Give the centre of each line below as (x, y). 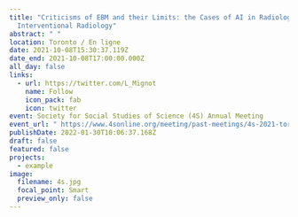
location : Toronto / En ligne (65, 42)
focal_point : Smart (53, 190)
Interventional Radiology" (67, 26)
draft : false (33, 141)
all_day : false (37, 67)
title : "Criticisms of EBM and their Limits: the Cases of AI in (132, 17)
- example (35, 166)
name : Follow (49, 91)
